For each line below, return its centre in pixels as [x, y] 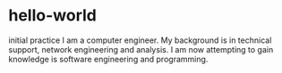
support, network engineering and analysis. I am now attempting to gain [141, 49]
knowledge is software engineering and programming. [108, 59]
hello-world [53, 16]
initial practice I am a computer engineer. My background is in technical [140, 40]
